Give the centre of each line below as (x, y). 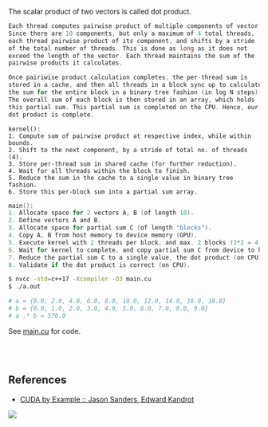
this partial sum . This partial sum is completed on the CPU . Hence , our (134, 107)
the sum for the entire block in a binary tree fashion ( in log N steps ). (135, 92)
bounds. (21, 143)
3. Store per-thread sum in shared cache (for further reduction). (123, 164)
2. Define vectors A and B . (55, 221)
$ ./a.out (25, 287)
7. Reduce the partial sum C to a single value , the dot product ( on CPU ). (137, 257)
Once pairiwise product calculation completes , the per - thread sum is (128, 78)
